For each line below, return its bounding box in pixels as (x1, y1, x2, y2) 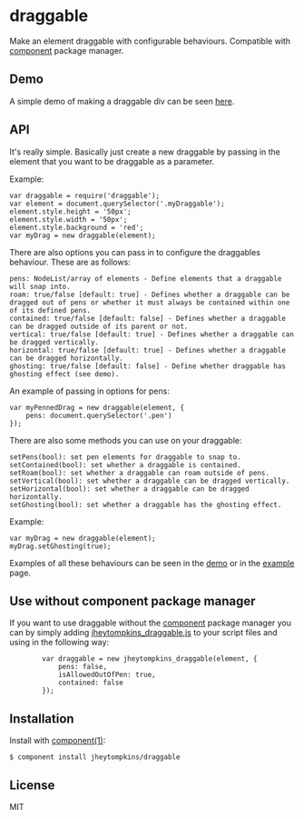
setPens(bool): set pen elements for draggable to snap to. (9, 452, 242, 462)
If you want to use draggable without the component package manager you (9, 617, 292, 628)
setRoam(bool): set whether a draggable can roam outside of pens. (9, 468, 270, 477)
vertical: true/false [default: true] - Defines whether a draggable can (9, 329, 295, 339)
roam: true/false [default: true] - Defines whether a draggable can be (9, 290, 290, 299)
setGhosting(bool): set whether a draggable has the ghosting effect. (9, 500, 282, 509)
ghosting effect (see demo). (9, 369, 120, 378)
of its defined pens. (9, 305, 92, 315)
